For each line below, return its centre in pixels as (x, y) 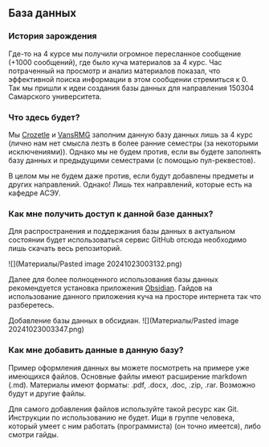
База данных (43, 13)
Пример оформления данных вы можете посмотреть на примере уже (129, 367)
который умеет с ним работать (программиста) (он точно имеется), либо (134, 426)
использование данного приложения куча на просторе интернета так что (135, 297)
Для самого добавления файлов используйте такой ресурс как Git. (124, 408)
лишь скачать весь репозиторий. (65, 248)
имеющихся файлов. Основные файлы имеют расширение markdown (128, 376)
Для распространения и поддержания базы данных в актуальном (122, 232)
